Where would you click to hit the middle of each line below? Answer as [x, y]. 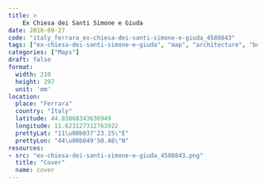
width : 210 [33, 74]
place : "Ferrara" [44, 104]
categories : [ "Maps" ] [44, 52]
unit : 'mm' [33, 89]
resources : [26, 148]
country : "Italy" [44, 112]
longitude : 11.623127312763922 [67, 126]
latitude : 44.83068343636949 [63, 119]
